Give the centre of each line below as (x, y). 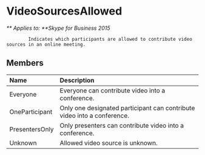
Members (25, 63)
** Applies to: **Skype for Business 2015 (59, 28)
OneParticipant (31, 112)
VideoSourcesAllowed (64, 11)
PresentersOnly (32, 129)
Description (77, 80)
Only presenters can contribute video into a (122, 125)
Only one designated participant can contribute (128, 108)
